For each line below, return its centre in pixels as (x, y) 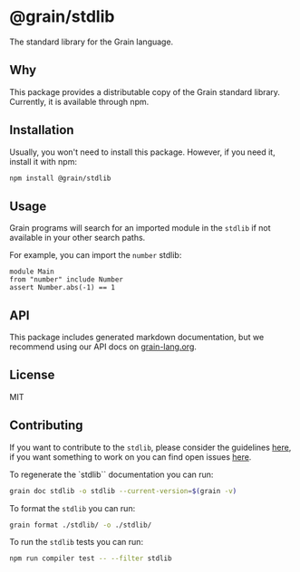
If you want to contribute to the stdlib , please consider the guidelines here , (150, 447)
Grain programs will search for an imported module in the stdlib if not (140, 228)
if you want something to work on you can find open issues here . (131, 457)
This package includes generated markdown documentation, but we (137, 338)
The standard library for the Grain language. (92, 42)
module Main (32, 272)
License (32, 375)
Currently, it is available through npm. (79, 101)
